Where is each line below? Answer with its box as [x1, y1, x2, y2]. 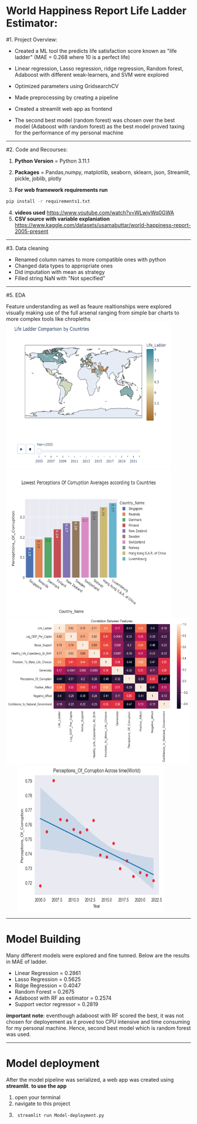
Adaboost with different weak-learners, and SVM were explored [14, 71, 169, 78]
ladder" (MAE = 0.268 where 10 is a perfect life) [14, 53, 130, 60]
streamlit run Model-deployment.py [17, 1112, 104, 1118]
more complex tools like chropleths [6, 315, 91, 322]
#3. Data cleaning [6, 245, 49, 252]
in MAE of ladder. [6, 958, 48, 965]
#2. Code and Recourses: [6, 145, 68, 153]
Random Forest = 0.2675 [14, 988, 75, 995]
